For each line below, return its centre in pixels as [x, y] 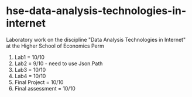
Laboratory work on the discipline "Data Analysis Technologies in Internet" [96, 39]
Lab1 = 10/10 [30, 57]
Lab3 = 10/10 [30, 69]
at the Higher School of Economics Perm [55, 46]
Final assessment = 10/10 [45, 88]
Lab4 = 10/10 [30, 76]
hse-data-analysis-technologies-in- [96, 11]
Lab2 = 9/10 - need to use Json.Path [59, 63]
